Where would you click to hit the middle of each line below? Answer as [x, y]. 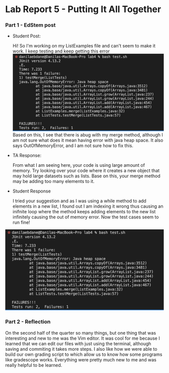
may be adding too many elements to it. [53, 181]
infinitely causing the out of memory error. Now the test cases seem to [86, 217]
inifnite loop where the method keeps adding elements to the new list [84, 211]
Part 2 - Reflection [28, 322]
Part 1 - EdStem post [31, 25]
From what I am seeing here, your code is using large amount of [78, 165]
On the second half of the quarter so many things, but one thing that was [81, 333]
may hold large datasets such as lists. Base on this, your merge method [86, 176]
